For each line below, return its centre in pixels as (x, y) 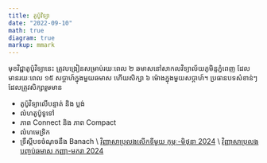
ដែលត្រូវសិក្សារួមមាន (35, 87)
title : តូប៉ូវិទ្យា (29, 16)
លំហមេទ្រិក (35, 132)
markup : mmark (32, 45)
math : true (26, 30)
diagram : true (32, 38)
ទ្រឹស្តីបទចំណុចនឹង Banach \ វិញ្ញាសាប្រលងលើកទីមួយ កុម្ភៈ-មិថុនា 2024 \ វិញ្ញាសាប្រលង (139, 142)
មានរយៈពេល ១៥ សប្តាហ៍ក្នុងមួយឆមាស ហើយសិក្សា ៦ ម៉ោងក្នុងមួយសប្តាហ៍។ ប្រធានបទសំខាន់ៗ (133, 78)
